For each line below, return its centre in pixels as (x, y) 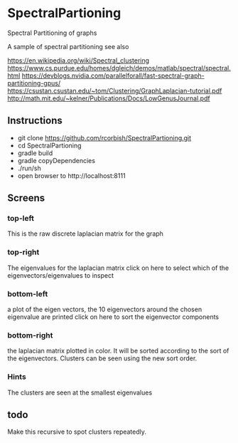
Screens (26, 198)
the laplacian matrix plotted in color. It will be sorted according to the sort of (118, 351)
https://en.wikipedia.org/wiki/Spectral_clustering (79, 60)
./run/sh (29, 168)
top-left (21, 219)
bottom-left (28, 293)
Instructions (35, 121)
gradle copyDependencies (56, 160)
